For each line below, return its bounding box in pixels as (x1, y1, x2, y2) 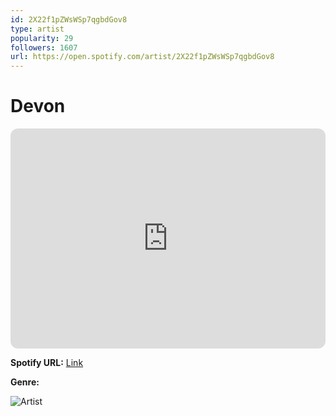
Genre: (10, 376, 40, 388)
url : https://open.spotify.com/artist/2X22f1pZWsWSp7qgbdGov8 (10, 52, 275, 62)
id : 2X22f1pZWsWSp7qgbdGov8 (10, 14, 128, 25)
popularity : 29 (10, 33, 74, 43)
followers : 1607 (10, 42, 78, 53)
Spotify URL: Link (10, 357, 84, 369)
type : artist (10, 24, 65, 34)
